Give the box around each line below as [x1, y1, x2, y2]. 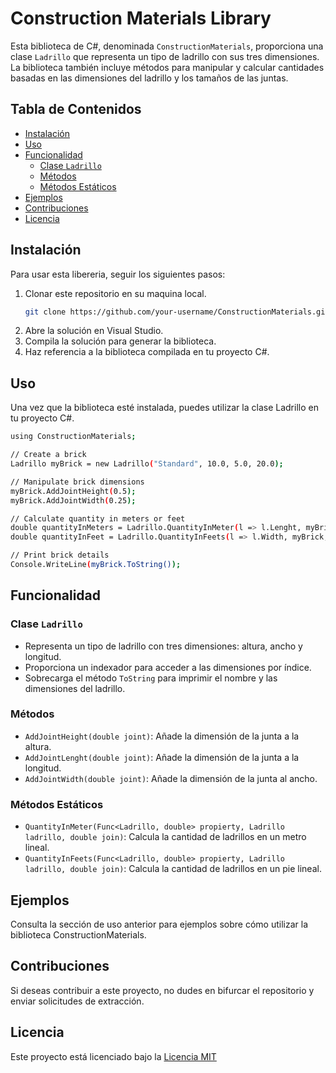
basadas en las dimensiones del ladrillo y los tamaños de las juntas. [10, 72, 289, 84]
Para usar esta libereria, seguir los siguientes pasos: [10, 268, 226, 280]
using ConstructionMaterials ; [10, 432, 137, 442]
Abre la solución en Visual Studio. [24, 325, 164, 337]
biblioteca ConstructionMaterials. [10, 928, 147, 941]
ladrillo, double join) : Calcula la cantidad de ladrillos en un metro [24, 831, 307, 843]
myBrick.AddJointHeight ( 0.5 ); [10, 486, 137, 496]
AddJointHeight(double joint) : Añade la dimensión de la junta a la [24, 730, 300, 742]
